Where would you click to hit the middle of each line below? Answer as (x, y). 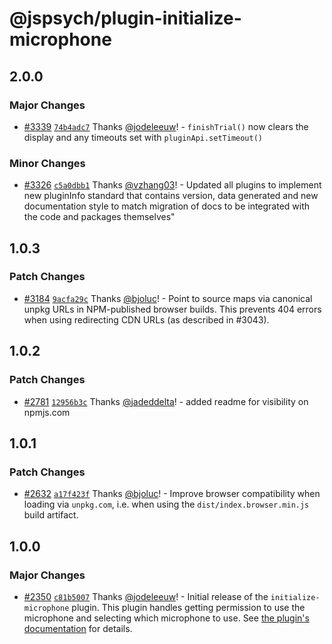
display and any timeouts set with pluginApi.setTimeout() (143, 137)
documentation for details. (78, 628)
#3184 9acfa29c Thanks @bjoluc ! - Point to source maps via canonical (168, 298)
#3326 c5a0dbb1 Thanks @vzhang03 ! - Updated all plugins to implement (172, 185)
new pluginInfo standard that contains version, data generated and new (171, 196)
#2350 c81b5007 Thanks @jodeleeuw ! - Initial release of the (146, 596)
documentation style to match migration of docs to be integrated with (167, 206)
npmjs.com (47, 412)
